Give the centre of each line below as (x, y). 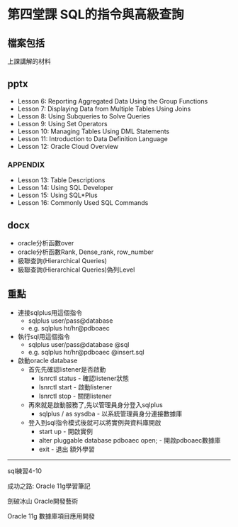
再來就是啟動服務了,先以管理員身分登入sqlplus (95, 404)
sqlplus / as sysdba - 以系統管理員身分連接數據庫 (110, 414)
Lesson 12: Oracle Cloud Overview (68, 146)
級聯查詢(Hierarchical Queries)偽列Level (76, 270)
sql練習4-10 (25, 471)
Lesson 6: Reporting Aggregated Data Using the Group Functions (113, 101)
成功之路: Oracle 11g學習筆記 (49, 486)
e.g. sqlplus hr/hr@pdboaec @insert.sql (86, 352)
